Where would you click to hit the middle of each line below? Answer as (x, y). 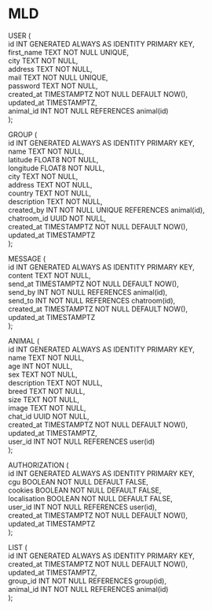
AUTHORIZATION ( (38, 465)
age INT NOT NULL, (40, 366)
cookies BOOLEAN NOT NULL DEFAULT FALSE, (85, 490)
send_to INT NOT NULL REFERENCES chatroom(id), (92, 300)
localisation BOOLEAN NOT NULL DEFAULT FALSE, (90, 498)
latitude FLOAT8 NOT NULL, (53, 159)
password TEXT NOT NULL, (53, 86)
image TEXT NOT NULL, (47, 407)
